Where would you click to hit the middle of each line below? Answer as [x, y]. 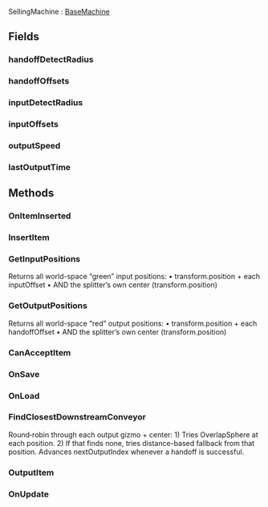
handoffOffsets [39, 81]
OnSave [24, 374]
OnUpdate [29, 494]
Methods [31, 193]
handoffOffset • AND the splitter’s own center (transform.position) [118, 331]
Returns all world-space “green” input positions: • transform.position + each [134, 277]
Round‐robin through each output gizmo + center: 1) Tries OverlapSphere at [133, 434]
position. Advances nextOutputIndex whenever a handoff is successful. [126, 452]
